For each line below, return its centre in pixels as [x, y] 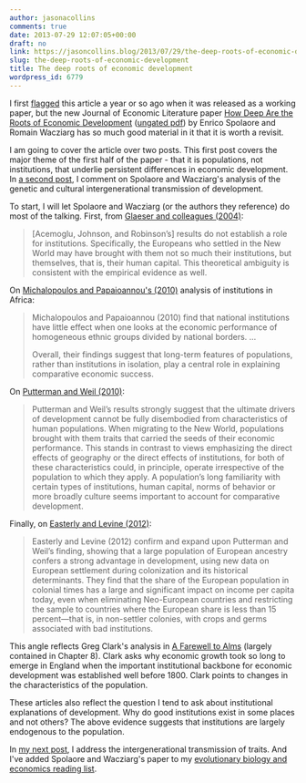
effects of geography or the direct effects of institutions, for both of [158, 458]
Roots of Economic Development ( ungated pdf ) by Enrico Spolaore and [143, 122]
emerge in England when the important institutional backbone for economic [151, 665]
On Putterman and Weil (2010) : [67, 391]
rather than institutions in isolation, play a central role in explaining [156, 364]
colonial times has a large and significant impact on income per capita [163, 590]
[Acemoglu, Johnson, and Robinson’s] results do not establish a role [159, 233]
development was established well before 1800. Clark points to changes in [149, 675]
